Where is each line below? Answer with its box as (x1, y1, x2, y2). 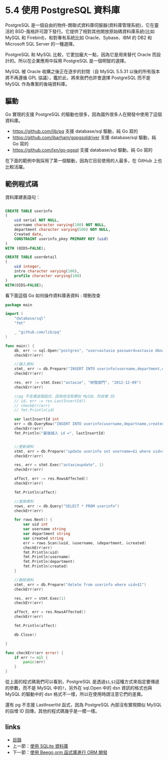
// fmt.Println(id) (14, 408, 55, 413)
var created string (23, 536, 64, 541)
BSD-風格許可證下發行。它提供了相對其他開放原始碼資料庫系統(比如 (14, 28, 155, 34)
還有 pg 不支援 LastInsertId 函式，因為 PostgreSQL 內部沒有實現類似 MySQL (5, 702, 162, 708)
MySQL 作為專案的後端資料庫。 (5, 81, 70, 87)
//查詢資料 (14, 499, 34, 504)
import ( (5, 311, 23, 316)
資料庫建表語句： (5, 194, 40, 200)
